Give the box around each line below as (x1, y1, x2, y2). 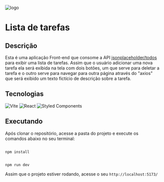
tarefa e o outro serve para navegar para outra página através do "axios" (5, 71, 153, 76)
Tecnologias (5, 90, 44, 98)
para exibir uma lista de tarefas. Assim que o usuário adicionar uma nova (5, 60, 153, 66)
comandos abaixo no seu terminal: (5, 136, 75, 142)
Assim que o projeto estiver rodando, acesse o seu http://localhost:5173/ (5, 171, 158, 177)
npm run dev (5, 162, 30, 167)
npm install (5, 149, 30, 154)
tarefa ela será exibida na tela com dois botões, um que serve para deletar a (5, 65, 160, 71)
